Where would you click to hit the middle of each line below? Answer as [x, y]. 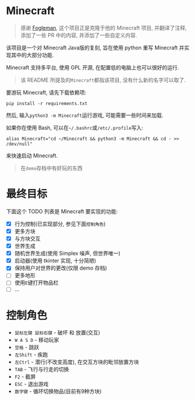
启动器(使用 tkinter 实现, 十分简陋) [55, 261]
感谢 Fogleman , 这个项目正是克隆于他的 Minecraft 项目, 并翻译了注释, [104, 28]
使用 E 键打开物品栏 [36, 283]
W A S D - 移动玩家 [37, 340]
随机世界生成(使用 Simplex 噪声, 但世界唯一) [67, 253]
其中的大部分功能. [32, 55]
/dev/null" [19, 144]
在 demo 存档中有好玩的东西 [52, 168]
